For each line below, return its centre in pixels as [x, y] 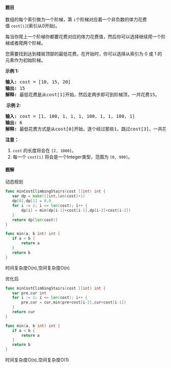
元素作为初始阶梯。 [25, 60]
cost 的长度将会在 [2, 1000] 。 [44, 151]
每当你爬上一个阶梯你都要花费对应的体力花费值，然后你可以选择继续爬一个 [83, 37]
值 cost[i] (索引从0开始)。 [33, 26]
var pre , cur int [29, 293]
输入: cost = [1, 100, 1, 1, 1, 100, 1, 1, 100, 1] [70, 116]
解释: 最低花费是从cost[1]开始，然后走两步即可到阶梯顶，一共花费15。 [82, 95]
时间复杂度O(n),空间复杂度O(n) [38, 268]
